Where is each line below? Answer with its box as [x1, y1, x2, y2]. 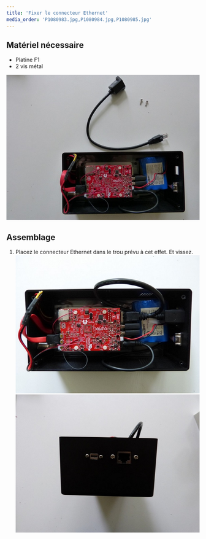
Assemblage [6, 232, 56, 242]
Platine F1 [15, 56, 40, 64]
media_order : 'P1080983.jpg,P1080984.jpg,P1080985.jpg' [6, 16, 152, 23]
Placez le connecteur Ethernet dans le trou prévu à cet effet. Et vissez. [15, 249, 193, 256]
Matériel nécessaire [6, 40, 84, 50]
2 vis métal [15, 63, 44, 70]
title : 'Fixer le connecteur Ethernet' [6, 10, 109, 16]
